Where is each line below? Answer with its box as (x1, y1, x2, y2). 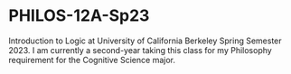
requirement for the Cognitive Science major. (8, 54, 175, 65)
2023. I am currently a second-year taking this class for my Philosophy (8, 44, 272, 55)
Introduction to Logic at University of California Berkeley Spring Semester (8, 35, 282, 46)
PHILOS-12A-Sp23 (8, 5, 150, 26)
